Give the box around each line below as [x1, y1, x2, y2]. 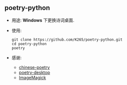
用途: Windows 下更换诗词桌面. [11, 17, 75, 23]
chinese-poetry [18, 64, 50, 70]
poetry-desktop [18, 70, 50, 75]
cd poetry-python [11, 41, 47, 46]
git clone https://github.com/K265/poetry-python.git [11, 37, 123, 42]
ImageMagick [18, 74, 47, 80]
